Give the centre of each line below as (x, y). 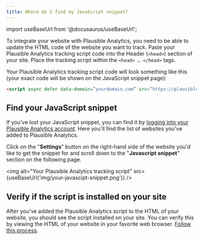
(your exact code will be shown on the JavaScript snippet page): (87, 78)
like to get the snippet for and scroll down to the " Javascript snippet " (93, 153)
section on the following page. (44, 160)
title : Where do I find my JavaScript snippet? (67, 12)
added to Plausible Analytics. (42, 135)
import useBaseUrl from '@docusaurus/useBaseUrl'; (72, 29)
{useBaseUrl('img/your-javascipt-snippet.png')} (66, 178)
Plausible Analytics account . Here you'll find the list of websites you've (94, 129)
